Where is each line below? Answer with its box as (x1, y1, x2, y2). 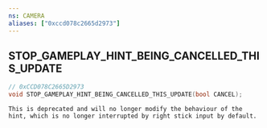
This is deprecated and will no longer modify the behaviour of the (8, 105, 243, 114)
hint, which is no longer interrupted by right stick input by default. (8, 112, 257, 121)
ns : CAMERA (8, 11, 45, 20)
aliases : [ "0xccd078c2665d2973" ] (8, 19, 121, 27)
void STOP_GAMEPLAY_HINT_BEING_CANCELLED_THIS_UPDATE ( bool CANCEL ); (8, 90, 243, 99)
